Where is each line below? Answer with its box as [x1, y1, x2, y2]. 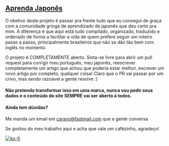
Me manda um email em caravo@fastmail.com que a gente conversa [5, 116, 148, 122]
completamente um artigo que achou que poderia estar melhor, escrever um [5, 65, 164, 71]
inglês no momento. [5, 44, 47, 50]
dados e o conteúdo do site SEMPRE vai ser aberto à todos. [5, 93, 132, 99]
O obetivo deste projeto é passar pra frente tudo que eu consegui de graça [5, 17, 162, 23]
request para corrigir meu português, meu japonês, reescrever [5, 59, 136, 65]
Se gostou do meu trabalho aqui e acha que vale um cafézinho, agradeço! [5, 125, 159, 131]
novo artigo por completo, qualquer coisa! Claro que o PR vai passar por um [5, 70, 163, 77]
